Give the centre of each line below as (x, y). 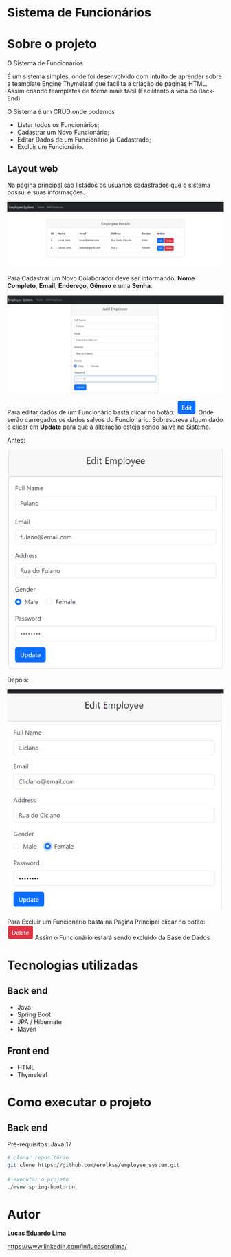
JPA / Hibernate (40, 1022)
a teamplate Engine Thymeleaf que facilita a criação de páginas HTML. (108, 84)
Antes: (16, 440)
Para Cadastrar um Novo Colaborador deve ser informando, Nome (101, 278)
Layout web (33, 169)
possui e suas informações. (46, 192)
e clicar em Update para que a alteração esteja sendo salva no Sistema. (109, 427)
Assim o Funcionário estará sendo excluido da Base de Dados (122, 938)
